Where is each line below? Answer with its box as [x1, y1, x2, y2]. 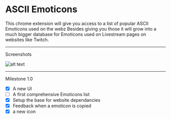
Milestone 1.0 [5, 75, 33, 82]
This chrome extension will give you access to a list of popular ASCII [5, 20, 149, 26]
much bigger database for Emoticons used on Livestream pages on [5, 31, 147, 37]
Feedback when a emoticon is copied [12, 103, 92, 109]
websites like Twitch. [5, 37, 49, 43]
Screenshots [5, 51, 32, 57]
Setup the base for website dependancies [12, 97, 101, 103]
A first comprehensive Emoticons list [12, 92, 90, 97]
